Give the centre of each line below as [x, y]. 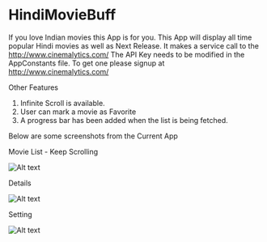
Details [20, 183]
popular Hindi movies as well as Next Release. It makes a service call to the [133, 45]
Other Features [34, 87]
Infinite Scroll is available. [62, 103]
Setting [20, 214]
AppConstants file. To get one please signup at [87, 63]
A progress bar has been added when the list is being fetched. [124, 120]
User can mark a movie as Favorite [78, 112]
